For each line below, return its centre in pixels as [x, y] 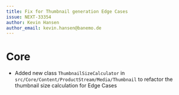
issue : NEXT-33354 [29, 17]
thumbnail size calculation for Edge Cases [66, 86]
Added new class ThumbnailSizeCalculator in [70, 73]
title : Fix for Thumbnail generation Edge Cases [67, 11]
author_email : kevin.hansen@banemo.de [54, 28]
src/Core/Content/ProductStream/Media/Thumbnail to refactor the [94, 79]
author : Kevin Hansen [33, 22]
